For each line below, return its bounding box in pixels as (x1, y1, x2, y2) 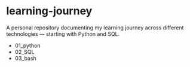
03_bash (14, 54, 37, 62)
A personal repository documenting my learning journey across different (6, 24, 184, 31)
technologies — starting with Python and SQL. (6, 30, 120, 37)
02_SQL (14, 48, 35, 55)
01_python (14, 42, 41, 49)
